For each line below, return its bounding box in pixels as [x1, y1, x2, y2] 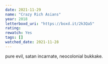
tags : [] [5, 35, 23, 40]
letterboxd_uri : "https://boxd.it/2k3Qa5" [5, 21, 95, 26]
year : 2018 [5, 16, 28, 21]
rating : [5, 26, 21, 31]
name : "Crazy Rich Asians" [5, 12, 61, 17]
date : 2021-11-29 [5, 7, 41, 12]
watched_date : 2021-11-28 [5, 40, 59, 45]
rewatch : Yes [5, 30, 32, 35]
